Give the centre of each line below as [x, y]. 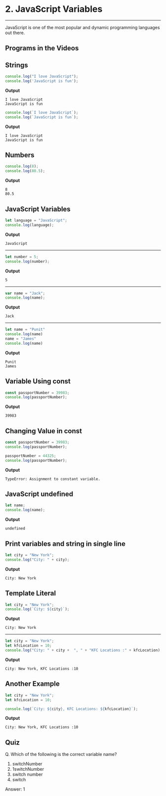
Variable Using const [38, 381]
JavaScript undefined [39, 494]
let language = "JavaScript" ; [36, 221]
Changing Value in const [44, 431]
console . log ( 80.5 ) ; [25, 171]
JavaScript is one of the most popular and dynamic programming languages [83, 27]
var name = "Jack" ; [25, 293]
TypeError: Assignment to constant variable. [53, 479]
